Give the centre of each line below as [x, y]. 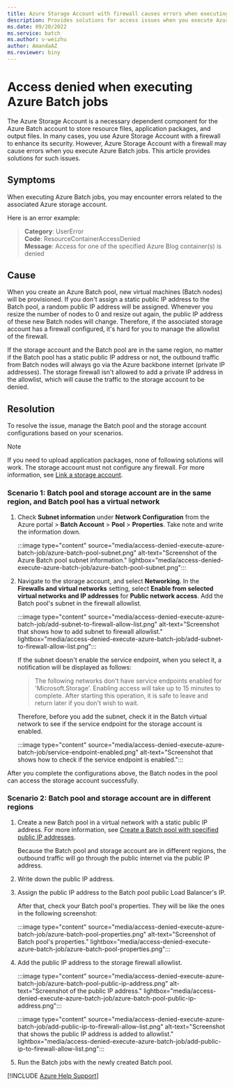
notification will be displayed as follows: [75, 667]
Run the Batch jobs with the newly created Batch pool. [95, 1062]
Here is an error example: [44, 217]
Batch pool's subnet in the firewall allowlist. [79, 603]
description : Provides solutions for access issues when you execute [110, 20]
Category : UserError [54, 231]
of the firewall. [28, 337]
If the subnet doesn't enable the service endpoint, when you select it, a [119, 660]
